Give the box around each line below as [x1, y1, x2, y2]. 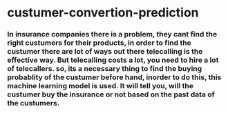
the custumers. [7, 99, 60, 108]
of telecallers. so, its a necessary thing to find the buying [7, 64, 202, 74]
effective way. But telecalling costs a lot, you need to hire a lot [7, 55, 219, 65]
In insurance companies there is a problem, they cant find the [7, 30, 218, 39]
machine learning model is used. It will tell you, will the [7, 81, 193, 91]
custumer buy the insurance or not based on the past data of [7, 90, 216, 99]
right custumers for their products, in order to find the [7, 38, 191, 48]
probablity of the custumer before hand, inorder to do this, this [7, 72, 222, 82]
